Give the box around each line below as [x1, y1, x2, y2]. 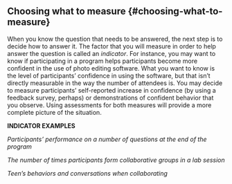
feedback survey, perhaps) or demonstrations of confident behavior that [7, 93, 214, 102]
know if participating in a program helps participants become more [7, 57, 198, 65]
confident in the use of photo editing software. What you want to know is [7, 64, 215, 72]
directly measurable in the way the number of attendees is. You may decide [7, 79, 223, 87]
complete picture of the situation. [7, 108, 102, 116]
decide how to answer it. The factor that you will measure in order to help [7, 42, 217, 50]
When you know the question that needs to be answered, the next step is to [7, 35, 223, 43]
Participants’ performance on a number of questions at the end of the [7, 135, 207, 143]
